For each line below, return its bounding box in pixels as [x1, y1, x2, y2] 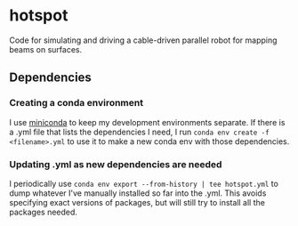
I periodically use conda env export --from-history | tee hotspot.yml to [9, 178, 278, 189]
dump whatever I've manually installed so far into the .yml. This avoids [9, 188, 267, 198]
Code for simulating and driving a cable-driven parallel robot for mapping [9, 35, 278, 45]
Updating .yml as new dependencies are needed [9, 157, 222, 170]
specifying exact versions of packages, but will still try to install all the [9, 197, 265, 207]
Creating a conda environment [9, 97, 144, 109]
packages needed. [9, 206, 78, 217]
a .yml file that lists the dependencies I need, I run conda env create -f [9, 126, 270, 137]
